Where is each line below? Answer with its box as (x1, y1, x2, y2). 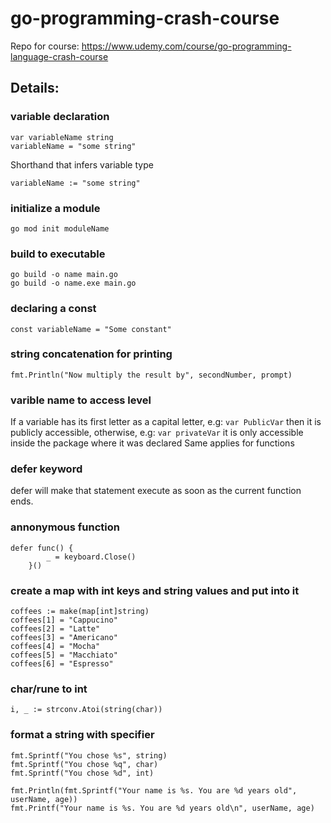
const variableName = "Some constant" (10, 324, 172, 334)
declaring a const (10, 302, 97, 316)
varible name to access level (10, 393, 152, 407)
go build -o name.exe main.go (10, 278, 137, 289)
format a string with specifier (10, 728, 155, 742)
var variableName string (10, 132, 114, 142)
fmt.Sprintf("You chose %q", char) (10, 759, 159, 769)
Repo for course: (10, 40, 80, 52)
